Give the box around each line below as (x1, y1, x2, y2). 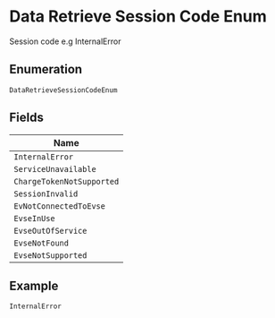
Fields (9, 110, 45, 125)
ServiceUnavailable (13, 164, 96, 174)
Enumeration (9, 62, 83, 77)
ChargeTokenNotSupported (13, 176, 120, 186)
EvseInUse (13, 213, 55, 223)
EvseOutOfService (13, 226, 87, 236)
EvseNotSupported (13, 250, 87, 261)
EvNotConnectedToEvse (13, 201, 105, 211)
